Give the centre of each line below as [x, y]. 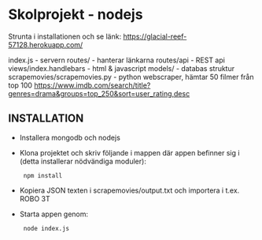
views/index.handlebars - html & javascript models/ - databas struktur [121, 68]
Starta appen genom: [54, 214]
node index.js [46, 228]
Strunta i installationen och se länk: [65, 36]
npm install [43, 175]
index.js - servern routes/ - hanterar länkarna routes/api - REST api [117, 60]
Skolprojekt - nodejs [76, 15]
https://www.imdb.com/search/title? [92, 85]
